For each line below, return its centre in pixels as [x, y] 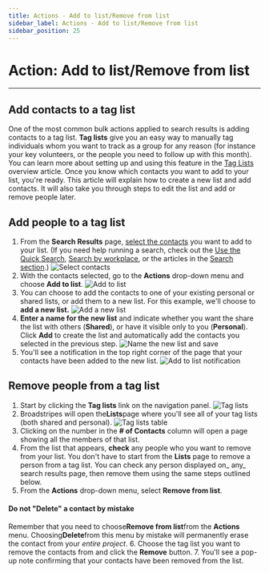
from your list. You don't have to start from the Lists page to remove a [135, 456]
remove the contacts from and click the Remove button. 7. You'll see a [124, 552]
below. [31, 482]
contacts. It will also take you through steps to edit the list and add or [122, 188]
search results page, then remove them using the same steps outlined [135, 473]
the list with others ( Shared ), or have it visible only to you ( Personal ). [134, 326]
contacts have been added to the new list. [89, 361]
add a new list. [44, 309]
